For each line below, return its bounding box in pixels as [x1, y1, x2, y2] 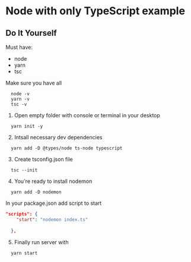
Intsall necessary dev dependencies [14, 134, 103, 141]
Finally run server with [14, 238, 69, 245]
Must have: [5, 43, 33, 51]
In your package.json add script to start [5, 199, 102, 207]
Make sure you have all [5, 79, 62, 86]
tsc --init [11, 167, 38, 173]
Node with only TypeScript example [5, 4, 185, 18]
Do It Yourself [5, 28, 57, 38]
